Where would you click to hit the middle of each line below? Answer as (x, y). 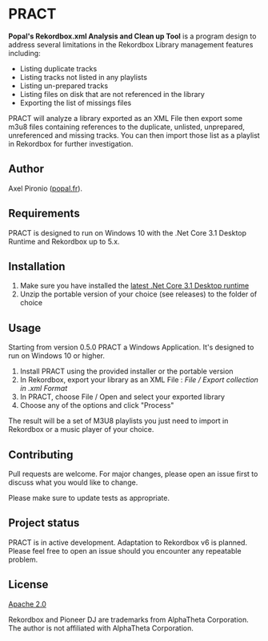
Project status (44, 523)
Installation (37, 266)
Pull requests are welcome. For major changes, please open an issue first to (133, 474)
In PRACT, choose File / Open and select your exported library (122, 397)
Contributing (41, 455)
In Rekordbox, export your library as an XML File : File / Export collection (139, 380)
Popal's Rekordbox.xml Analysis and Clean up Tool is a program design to (132, 36)
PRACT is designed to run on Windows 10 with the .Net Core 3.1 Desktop (127, 232)
